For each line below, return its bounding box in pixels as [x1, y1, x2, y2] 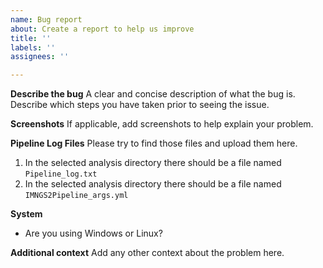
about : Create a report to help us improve [10, 24, 195, 34]
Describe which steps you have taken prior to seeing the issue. [10, 99, 270, 111]
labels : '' [10, 42, 56, 53]
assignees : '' [10, 52, 70, 62]
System [10, 208, 43, 220]
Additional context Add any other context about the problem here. [10, 247, 285, 259]
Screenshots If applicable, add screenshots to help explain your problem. [10, 118, 314, 130]
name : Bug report [10, 14, 83, 25]
